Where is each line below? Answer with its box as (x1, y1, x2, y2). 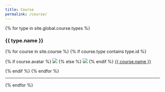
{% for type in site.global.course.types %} (5, 25, 90, 31)
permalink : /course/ (5, 12, 48, 17)
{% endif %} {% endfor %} (5, 68, 59, 74)
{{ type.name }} (5, 37, 44, 44)
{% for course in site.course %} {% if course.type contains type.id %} (5, 48, 146, 54)
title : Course (5, 7, 34, 12)
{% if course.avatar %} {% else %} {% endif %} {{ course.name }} (5, 58, 151, 64)
